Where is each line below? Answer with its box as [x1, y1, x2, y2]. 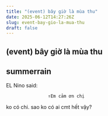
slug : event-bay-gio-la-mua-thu [6, 19, 85, 25]
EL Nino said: [6, 82, 38, 89]
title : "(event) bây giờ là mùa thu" [6, 8, 98, 15]
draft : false [6, 25, 38, 31]
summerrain [6, 67, 51, 77]
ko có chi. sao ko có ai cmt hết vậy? [6, 104, 92, 111]
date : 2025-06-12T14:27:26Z [6, 14, 75, 20]
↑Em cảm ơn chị [47, 93, 85, 100]
